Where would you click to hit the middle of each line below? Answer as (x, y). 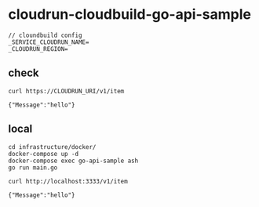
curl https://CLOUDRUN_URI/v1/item (66, 91)
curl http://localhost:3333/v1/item (68, 181)
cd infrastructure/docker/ (52, 147)
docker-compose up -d (44, 154)
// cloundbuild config (45, 35)
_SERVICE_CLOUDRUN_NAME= (49, 42)
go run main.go (33, 167)
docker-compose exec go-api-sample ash (73, 161)
